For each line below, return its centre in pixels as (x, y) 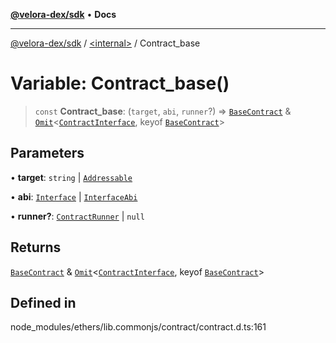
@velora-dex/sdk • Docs (63, 14)
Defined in (43, 302)
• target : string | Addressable (71, 177)
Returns (36, 247)
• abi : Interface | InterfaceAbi (74, 196)
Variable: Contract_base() (120, 83)
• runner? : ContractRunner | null (77, 216)
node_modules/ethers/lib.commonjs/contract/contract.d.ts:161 (138, 327)
